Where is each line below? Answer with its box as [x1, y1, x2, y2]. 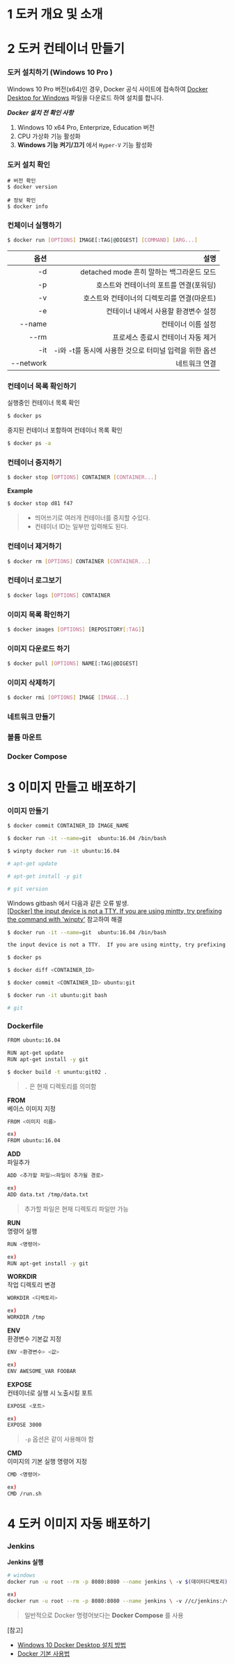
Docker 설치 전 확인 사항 [7, 108, 75, 117]
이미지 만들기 [7, 806, 49, 816]
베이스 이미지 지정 [7, 1104, 56, 1113]
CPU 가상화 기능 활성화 [17, 132, 81, 140]
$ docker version [7, 183, 58, 190]
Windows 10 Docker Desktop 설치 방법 [17, 1640, 127, 1649]
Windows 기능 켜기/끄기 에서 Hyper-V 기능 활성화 [17, 140, 153, 149]
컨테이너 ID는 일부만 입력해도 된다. [34, 523, 129, 531]
